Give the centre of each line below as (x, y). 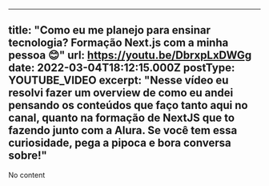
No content (27, 175)
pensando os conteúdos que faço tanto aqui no (128, 105)
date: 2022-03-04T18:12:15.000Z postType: (122, 68)
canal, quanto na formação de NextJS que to (121, 118)
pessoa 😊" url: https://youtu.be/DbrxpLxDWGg (130, 56)
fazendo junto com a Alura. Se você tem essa (123, 130)
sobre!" (28, 156)
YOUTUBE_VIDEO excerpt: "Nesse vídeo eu (118, 81)
